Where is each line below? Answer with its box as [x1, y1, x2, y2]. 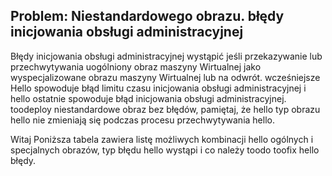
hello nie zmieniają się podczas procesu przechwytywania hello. [10, 114, 275, 126]
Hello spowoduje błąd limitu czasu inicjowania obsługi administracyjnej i [10, 82, 307, 94]
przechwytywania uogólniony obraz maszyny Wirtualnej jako [10, 60, 262, 73]
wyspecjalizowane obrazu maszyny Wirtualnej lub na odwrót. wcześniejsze [10, 71, 321, 83]
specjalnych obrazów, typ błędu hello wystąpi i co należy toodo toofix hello [10, 144, 320, 156]
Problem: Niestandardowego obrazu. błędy [10, 8, 285, 25]
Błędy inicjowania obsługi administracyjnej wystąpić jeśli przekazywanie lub [10, 50, 323, 62]
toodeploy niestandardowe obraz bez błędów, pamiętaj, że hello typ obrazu [10, 103, 321, 115]
